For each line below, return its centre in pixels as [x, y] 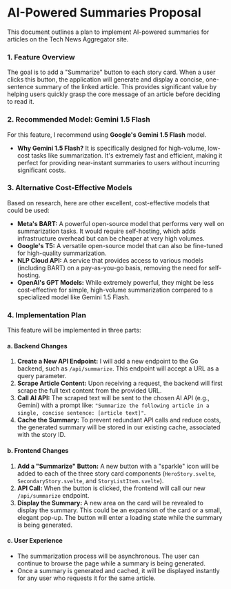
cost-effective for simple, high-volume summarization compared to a [115, 290]
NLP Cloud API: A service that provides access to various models [110, 260]
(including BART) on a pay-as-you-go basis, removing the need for [112, 268]
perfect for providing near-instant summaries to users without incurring [119, 162]
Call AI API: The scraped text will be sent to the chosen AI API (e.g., [113, 398]
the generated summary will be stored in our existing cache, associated [119, 427]
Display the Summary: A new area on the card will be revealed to [110, 503]
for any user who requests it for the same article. [87, 578]
